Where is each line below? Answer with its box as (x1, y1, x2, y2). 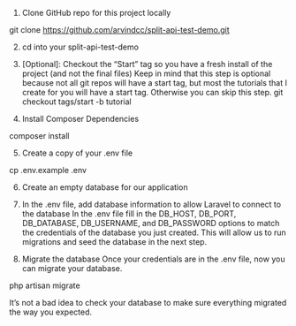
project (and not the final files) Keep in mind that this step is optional (21, 68, 271, 79)
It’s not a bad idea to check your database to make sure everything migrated (9, 298, 287, 307)
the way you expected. (9, 307, 93, 317)
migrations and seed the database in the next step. (21, 237, 208, 246)
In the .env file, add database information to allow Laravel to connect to (21, 199, 281, 209)
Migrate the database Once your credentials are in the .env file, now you (21, 254, 285, 264)
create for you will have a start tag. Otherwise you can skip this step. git (21, 87, 284, 97)
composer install (9, 131, 70, 140)
